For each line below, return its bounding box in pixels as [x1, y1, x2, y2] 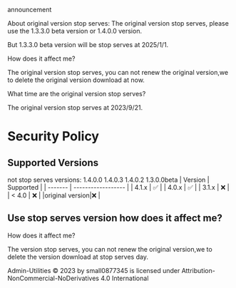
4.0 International [101, 274, 149, 282]
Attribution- [181, 266, 215, 274]
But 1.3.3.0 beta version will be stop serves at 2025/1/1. [7, 41, 169, 48]
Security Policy [7, 128, 100, 145]
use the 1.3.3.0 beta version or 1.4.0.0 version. [7, 27, 143, 35]
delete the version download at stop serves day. [7, 252, 148, 261]
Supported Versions [7, 156, 98, 169]
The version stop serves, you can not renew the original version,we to [7, 245, 212, 253]
